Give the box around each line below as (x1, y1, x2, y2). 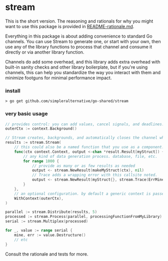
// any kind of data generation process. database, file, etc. (23, 154, 157, 159)
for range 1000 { (23, 158, 59, 164)
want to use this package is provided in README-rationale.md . (5, 23, 134, 29)
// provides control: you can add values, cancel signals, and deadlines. (5, 122, 164, 127)
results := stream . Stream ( (5, 140, 61, 145)
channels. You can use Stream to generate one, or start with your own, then (5, 38, 161, 44)
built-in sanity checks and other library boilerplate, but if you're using (5, 64, 148, 70)
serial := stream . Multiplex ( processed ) (5, 219, 88, 224)
